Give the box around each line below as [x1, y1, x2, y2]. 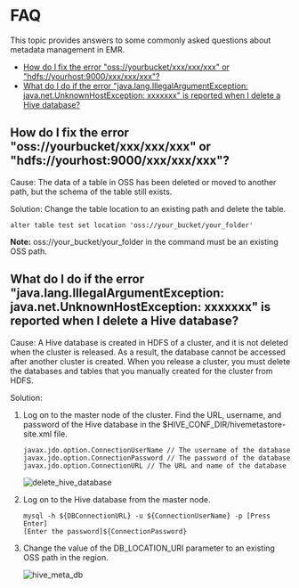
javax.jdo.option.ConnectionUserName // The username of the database [22, 445, 291, 454]
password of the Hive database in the [22, 419, 161, 429]
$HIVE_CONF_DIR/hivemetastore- [162, 419, 287, 429]
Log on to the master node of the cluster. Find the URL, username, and [22, 409, 282, 420]
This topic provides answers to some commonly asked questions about [10, 35, 271, 45]
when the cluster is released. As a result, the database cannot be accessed [10, 347, 286, 357]
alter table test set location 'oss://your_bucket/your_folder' [10, 220, 254, 230]
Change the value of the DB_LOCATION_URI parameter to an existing [22, 543, 275, 553]
